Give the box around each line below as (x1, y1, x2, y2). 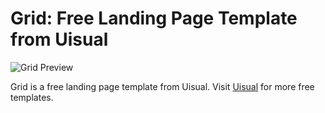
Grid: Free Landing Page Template (10, 7, 298, 30)
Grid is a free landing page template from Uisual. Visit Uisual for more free (10, 80, 315, 92)
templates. (10, 91, 54, 103)
